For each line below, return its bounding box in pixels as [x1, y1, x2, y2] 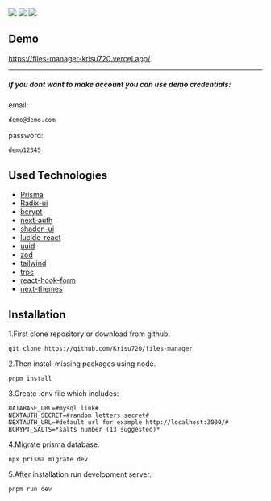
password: [8, 130, 44, 140]
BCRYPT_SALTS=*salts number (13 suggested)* [8, 426, 161, 434]
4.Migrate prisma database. [8, 440, 100, 449]
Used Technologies [8, 168, 107, 182]
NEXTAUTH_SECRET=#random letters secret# [8, 411, 150, 419]
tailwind [19, 259, 47, 268]
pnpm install [8, 375, 52, 383]
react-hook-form [19, 276, 77, 285]
